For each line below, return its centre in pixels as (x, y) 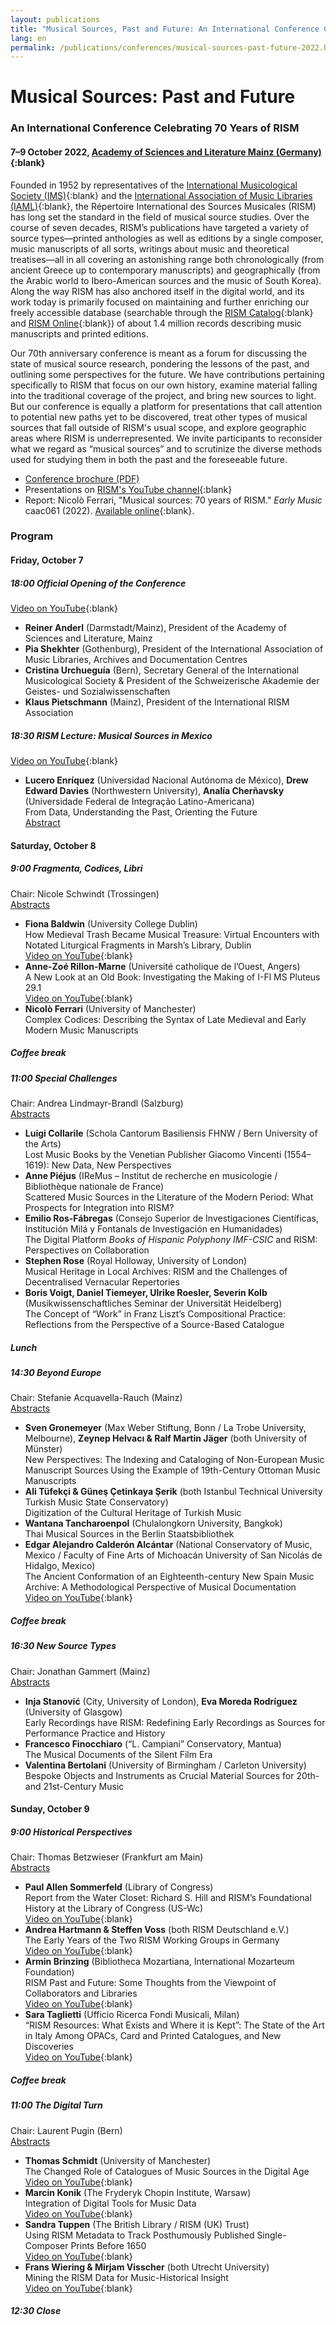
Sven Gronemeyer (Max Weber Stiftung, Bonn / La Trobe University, (165, 1428)
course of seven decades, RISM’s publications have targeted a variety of (160, 227)
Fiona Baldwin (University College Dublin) (111, 923)
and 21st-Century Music (74, 1786)
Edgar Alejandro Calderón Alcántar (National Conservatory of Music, (168, 1545)
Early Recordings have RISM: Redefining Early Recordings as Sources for (175, 1722)
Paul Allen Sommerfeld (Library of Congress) (119, 1887)
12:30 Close (36, 2311)
